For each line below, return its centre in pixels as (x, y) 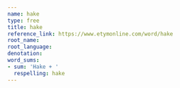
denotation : (25, 54)
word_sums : (23, 60)
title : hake (25, 27)
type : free (23, 21)
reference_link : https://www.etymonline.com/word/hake (90, 34)
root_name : (23, 40)
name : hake (23, 14)
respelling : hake (39, 73)
